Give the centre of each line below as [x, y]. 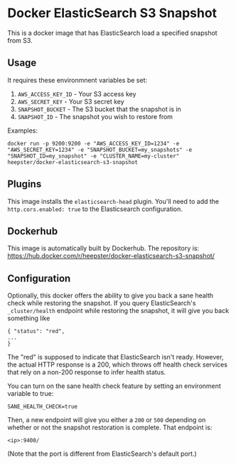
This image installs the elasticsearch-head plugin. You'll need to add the [113, 201]
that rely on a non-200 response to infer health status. [87, 372]
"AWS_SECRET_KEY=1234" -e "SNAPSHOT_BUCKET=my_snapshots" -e [100, 150]
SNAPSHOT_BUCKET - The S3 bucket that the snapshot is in [99, 109]
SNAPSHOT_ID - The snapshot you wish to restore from [95, 116]
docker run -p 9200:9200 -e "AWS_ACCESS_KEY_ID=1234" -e [93, 143]
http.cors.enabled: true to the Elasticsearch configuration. [95, 209]
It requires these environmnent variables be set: [77, 80]
